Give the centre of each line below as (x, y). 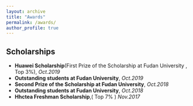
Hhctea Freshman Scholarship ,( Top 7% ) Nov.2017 (77, 97)
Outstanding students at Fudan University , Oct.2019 (79, 78)
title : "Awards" (26, 17)
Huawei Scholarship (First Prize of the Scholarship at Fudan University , (101, 66)
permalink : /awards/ (31, 22)
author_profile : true (32, 28)
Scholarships (31, 51)
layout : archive (26, 11)
